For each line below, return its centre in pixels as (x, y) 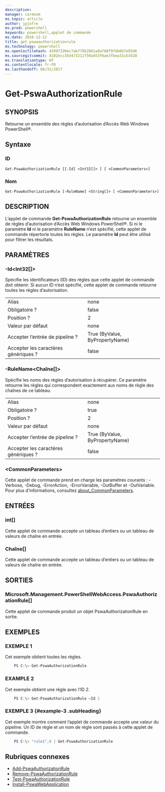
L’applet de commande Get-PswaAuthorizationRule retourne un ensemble (81, 218)
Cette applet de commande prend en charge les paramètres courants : (76, 480)
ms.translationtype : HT (29, 60)
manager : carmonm (23, 14)
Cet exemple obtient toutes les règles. (43, 657)
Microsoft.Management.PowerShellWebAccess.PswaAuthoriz (81, 594)
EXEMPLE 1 (19, 646)
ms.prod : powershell (26, 28)
